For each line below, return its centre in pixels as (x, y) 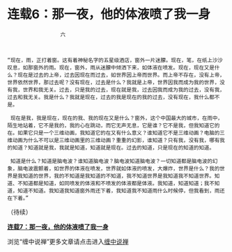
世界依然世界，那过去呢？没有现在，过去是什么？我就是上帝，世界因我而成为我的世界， (114, 82)
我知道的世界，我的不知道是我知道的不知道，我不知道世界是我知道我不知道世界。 (116, 176)
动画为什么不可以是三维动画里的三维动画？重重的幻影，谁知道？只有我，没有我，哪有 (116, 140)
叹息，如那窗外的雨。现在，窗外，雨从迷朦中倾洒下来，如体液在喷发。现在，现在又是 (111, 68)
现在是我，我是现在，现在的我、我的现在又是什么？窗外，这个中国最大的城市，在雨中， (116, 118)
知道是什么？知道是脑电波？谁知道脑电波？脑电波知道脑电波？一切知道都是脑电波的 (111, 161)
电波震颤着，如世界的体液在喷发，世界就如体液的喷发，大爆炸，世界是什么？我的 (121, 168)
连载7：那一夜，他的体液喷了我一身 (58, 226)
